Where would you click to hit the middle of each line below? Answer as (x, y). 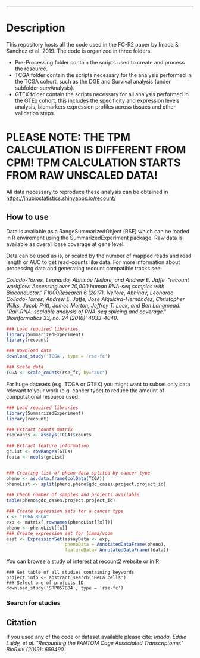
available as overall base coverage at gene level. (65, 244)
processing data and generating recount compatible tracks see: (84, 268)
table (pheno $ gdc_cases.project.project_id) (61, 500)
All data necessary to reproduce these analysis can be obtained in (87, 192)
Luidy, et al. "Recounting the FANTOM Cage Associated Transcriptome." (95, 643)
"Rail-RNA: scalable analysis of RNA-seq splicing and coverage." (86, 312)
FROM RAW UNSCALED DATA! (82, 175)
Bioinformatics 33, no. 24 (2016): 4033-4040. (62, 318)
